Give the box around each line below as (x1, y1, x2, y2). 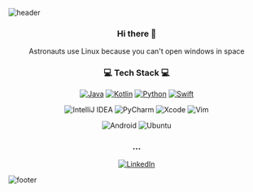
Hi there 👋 (116, 28, 157, 39)
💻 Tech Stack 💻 (103, 68, 170, 79)
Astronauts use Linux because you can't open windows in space (28, 46, 245, 56)
